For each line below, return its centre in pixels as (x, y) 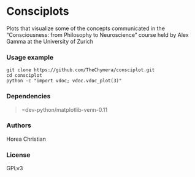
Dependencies (29, 96)
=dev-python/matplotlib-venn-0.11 (64, 109)
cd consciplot (25, 76)
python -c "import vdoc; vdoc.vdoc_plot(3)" (64, 81)
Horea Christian (26, 139)
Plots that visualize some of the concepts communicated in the (86, 28)
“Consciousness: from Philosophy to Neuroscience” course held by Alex (97, 34)
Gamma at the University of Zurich (50, 41)
